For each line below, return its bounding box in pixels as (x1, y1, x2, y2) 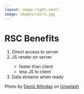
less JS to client (19, 69, 51, 75)
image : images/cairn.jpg (4, 12, 55, 17)
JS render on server (11, 54, 52, 60)
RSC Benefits (4, 33, 60, 44)
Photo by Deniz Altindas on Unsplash (4, 84, 79, 90)
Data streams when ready (11, 74, 64, 80)
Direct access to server (11, 49, 59, 55)
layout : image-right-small (4, 7, 60, 12)
